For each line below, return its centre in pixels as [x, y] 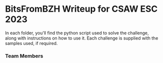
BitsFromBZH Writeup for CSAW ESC [81, 9]
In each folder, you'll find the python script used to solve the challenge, [77, 33]
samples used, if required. [31, 43]
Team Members [24, 56]
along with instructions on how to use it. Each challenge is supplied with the [82, 38]
